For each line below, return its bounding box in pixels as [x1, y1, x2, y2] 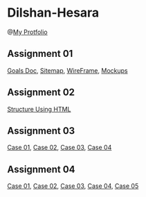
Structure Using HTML [7, 105, 71, 113]
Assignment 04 [7, 163, 75, 175]
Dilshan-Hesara [7, 5, 100, 21]
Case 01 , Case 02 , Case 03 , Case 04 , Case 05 [7, 182, 139, 190]
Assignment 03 [7, 125, 75, 137]
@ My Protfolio [7, 28, 48, 36]
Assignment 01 [7, 48, 73, 60]
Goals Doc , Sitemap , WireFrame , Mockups [7, 66, 128, 74]
